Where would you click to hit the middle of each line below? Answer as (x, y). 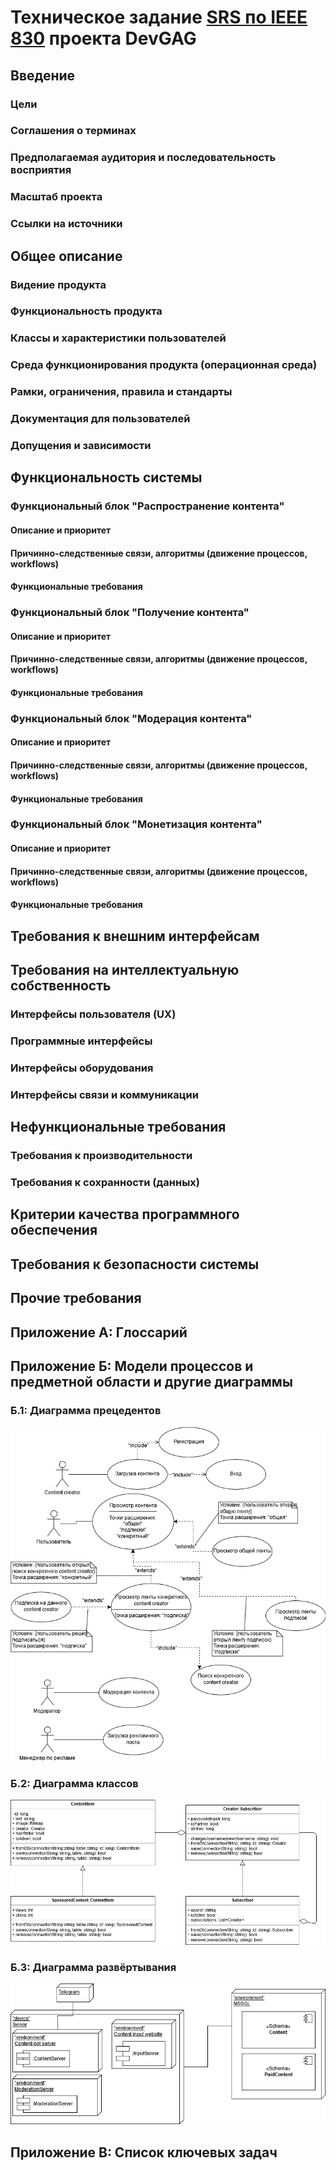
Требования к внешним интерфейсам (135, 936)
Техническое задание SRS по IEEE (159, 17)
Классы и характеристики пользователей (118, 338)
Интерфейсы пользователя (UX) (93, 1014)
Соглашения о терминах (73, 131)
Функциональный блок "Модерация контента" (131, 718)
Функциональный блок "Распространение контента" (147, 506)
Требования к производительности (101, 1156)
